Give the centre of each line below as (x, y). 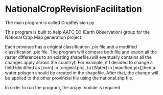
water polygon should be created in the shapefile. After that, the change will (81, 72)
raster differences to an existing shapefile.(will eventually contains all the (78, 57)
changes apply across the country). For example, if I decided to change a (79, 62)
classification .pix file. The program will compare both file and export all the (81, 52)
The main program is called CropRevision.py (50, 23)
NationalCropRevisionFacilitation (74, 9)
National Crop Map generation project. (44, 37)
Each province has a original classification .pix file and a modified (71, 47)
